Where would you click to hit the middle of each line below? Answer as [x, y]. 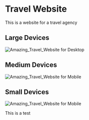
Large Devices [27, 38]
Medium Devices [31, 65]
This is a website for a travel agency [41, 22]
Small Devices [27, 92]
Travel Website [36, 9]
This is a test [18, 113]
